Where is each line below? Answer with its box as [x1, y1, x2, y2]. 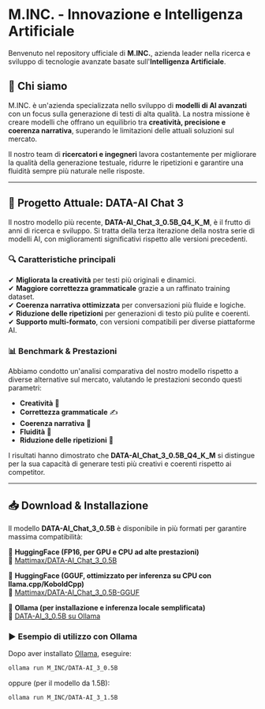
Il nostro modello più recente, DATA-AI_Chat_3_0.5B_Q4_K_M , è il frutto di [8, 217, 251, 226]
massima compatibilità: [8, 532, 83, 541]
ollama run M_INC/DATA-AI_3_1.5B [8, 694, 118, 702]
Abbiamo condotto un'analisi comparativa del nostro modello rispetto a [8, 367, 239, 376]
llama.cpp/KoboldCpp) [8, 579, 84, 588]
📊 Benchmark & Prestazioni [8, 345, 118, 356]
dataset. [8, 292, 35, 301]
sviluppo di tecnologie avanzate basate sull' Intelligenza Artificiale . [8, 57, 226, 66]
